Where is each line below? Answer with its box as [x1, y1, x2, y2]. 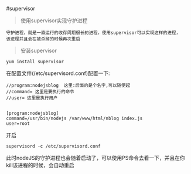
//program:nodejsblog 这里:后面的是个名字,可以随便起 [6, 83, 131, 88]
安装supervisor [20, 47, 57, 54]
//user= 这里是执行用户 [6, 95, 58, 101]
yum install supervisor [6, 59, 64, 64]
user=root [6, 121, 30, 127]
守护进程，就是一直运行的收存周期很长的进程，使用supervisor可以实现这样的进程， [6, 30, 180, 36]
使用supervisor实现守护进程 [20, 17, 88, 24]
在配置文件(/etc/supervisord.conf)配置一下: [6, 70, 110, 77]
